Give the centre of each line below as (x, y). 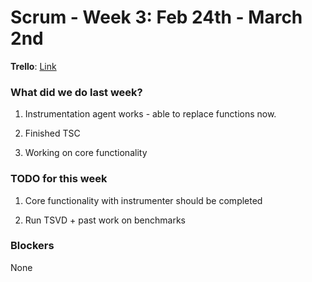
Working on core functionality (86, 153)
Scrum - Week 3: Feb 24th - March (156, 17)
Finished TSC (52, 133)
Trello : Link (33, 66)
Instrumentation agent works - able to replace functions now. (150, 114)
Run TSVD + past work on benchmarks (105, 220)
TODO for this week (59, 179)
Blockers (32, 246)
